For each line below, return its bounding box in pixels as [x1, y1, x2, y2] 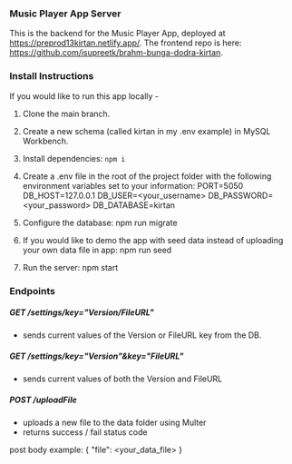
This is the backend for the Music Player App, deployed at [9, 28, 226, 39]
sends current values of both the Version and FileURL [22, 373, 223, 384]
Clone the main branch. [22, 108, 111, 119]
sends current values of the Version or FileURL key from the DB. [22, 330, 262, 341]
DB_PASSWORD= [208, 190, 274, 201]
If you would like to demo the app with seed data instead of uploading [22, 234, 284, 245]
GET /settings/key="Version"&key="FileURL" [9, 350, 184, 361]
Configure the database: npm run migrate [22, 217, 179, 228]
